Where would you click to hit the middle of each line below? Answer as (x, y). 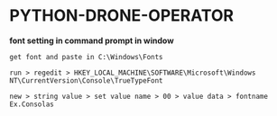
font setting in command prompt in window (92, 40)
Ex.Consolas (32, 104)
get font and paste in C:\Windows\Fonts (87, 57)
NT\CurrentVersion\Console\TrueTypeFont (87, 80)
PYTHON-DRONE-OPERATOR (122, 16)
